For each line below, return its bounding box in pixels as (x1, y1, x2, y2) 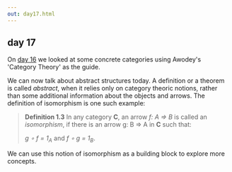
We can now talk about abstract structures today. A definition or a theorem (7, 76, 225, 85)
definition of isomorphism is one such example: (7, 99, 146, 108)
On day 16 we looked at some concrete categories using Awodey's (7, 55, 202, 64)
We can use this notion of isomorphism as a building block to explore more (7, 149, 225, 158)
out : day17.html (7, 10, 55, 18)
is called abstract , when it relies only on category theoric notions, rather (7, 84, 218, 93)
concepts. (7, 157, 37, 166)
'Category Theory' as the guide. (7, 63, 100, 71)
